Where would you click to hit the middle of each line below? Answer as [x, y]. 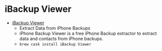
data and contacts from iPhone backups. [61, 39]
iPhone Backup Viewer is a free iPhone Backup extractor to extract [88, 33]
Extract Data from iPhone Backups [55, 28]
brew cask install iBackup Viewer [55, 44]
